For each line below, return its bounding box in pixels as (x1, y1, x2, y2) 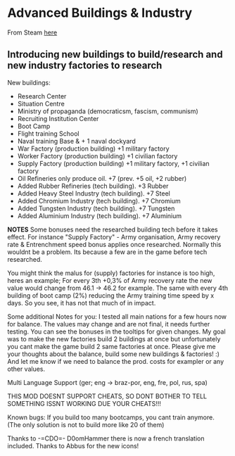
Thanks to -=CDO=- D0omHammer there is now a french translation (7, 434, 205, 443)
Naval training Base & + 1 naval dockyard (17, 137, 136, 145)
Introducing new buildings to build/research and (7, 49, 223, 61)
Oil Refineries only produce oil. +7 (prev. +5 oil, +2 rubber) (17, 174, 187, 182)
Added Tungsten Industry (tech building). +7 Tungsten (17, 204, 175, 213)
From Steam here (7, 28, 58, 37)
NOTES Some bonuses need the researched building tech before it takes (7, 225, 218, 234)
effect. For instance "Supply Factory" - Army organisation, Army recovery (7, 232, 221, 241)
